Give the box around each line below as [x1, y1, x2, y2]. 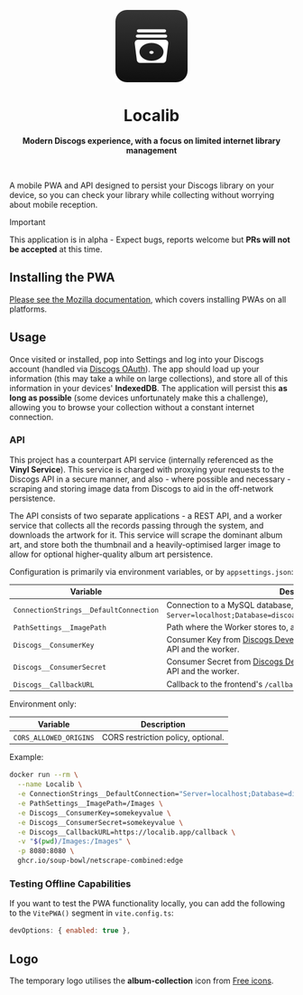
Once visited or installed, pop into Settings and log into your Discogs [9, 353, 264, 364]
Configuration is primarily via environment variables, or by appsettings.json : [9, 566, 294, 577]
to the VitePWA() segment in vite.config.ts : [9, 907, 174, 918]
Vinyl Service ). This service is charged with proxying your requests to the [9, 464, 284, 474]
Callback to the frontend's [166, 679, 263, 690]
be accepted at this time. [9, 243, 103, 254]
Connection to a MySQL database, [166, 599, 294, 610]
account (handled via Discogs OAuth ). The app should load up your [9, 363, 260, 374]
